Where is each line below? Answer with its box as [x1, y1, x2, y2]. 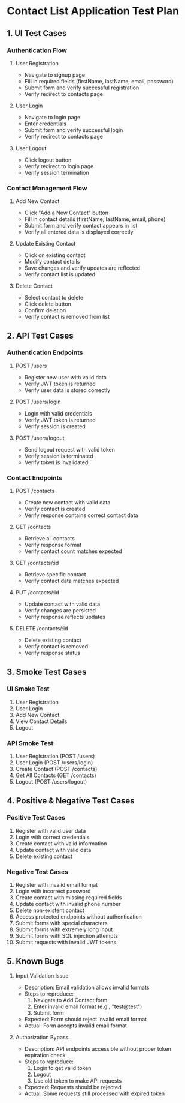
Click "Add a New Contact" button [24, 209, 109, 217]
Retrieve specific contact [24, 571, 86, 578]
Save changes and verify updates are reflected [24, 264, 140, 271]
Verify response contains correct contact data [24, 512, 138, 519]
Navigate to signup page [24, 71, 86, 79]
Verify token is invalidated [24, 458, 89, 466]
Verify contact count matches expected [24, 548, 122, 555]
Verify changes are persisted [24, 607, 96, 614]
